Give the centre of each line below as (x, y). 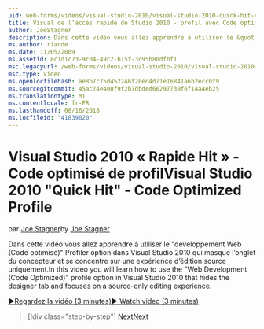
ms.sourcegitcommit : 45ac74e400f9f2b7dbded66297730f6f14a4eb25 (114, 89)
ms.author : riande (38, 45)
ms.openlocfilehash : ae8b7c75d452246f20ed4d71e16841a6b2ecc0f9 (114, 81)
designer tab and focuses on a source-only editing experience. (110, 286)
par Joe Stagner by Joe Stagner (59, 228)
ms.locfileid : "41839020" (50, 118)
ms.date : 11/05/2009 (42, 52)
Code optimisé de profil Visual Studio (130, 174)
